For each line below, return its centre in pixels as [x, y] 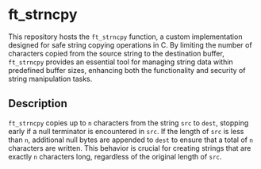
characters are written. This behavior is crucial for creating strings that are [130, 148]
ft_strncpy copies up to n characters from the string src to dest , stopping [129, 123]
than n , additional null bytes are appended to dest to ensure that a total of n [131, 140]
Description [38, 104]
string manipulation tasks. [50, 79]
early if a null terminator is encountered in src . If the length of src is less [126, 131]
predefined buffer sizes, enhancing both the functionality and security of [127, 70]
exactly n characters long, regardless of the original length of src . [115, 156]
